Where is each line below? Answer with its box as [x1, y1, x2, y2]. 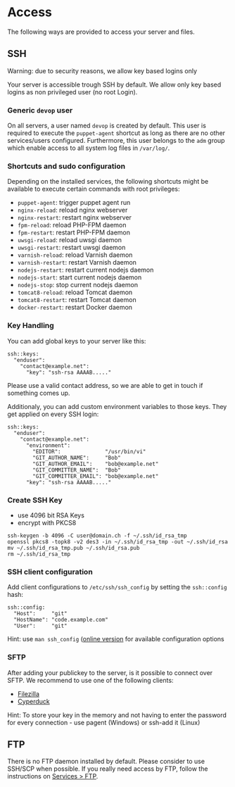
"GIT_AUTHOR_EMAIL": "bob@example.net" [32, 460, 159, 467]
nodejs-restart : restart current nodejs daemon [17, 265, 154, 275]
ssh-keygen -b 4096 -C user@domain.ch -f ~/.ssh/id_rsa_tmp [7, 532, 188, 539]
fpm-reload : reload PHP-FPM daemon [17, 221, 127, 229]
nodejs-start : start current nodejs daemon [17, 273, 142, 282]
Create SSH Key [7, 495, 63, 505]
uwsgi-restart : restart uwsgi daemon [17, 244, 126, 252]
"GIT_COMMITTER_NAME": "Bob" [32, 466, 121, 474]
